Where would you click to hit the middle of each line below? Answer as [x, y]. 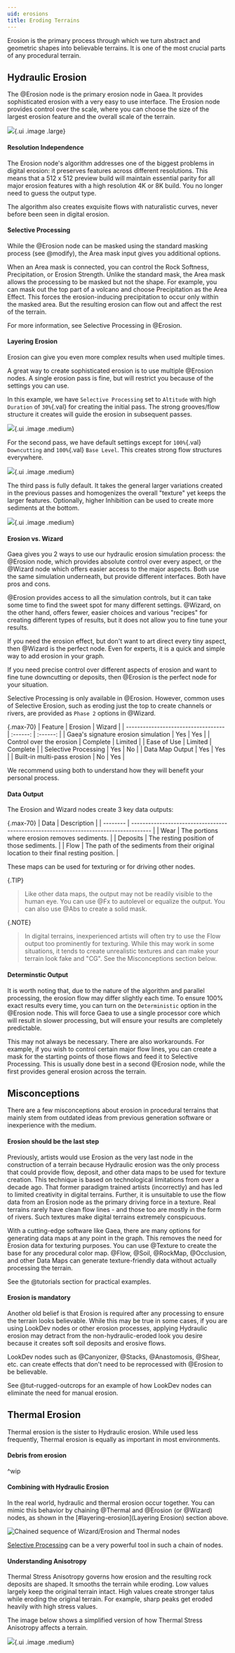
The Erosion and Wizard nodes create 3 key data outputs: [90, 810]
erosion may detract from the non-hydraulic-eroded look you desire [105, 1335]
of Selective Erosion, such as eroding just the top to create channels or [110, 706]
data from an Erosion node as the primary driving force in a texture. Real [112, 1202]
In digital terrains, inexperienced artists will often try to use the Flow [122, 936]
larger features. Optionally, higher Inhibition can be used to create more [110, 500]
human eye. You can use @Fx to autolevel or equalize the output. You [125, 902]
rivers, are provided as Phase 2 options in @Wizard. [82, 713]
